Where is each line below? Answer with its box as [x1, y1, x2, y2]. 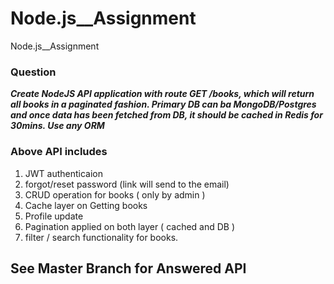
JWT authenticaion [24, 167, 104, 179]
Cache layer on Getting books [24, 199, 148, 211]
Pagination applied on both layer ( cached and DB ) [24, 220, 236, 232]
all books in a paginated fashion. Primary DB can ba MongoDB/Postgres [10, 98, 317, 111]
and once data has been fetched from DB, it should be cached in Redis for [10, 109, 323, 121]
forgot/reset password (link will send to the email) [24, 178, 230, 190]
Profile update [24, 210, 84, 222]
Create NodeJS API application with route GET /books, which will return [10, 88, 315, 100]
